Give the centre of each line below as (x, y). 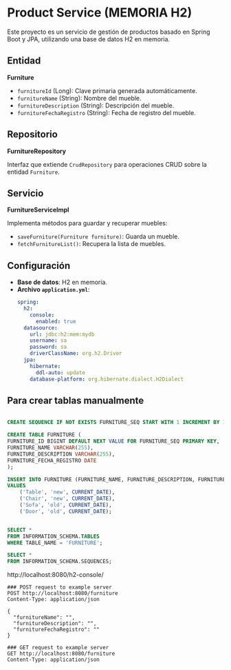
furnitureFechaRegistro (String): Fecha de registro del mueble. (106, 112)
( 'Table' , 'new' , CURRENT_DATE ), (67, 492)
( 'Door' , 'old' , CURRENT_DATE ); (66, 511)
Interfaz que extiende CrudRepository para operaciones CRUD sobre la (107, 164)
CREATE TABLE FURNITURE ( (44, 435)
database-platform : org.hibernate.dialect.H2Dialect (107, 379)
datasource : (41, 328)
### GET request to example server (58, 648)
